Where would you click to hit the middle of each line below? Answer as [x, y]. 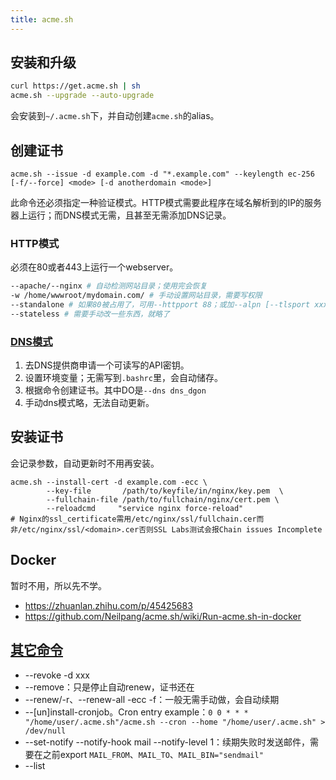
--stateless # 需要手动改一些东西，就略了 [90, 314]
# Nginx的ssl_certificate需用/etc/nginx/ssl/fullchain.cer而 [137, 519]
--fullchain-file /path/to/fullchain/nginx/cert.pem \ [163, 499]
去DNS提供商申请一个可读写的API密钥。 [107, 365]
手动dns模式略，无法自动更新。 [89, 403]
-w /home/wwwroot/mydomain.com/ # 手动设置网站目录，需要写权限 [136, 296]
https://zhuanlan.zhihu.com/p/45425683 [108, 605]
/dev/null [45, 731]
